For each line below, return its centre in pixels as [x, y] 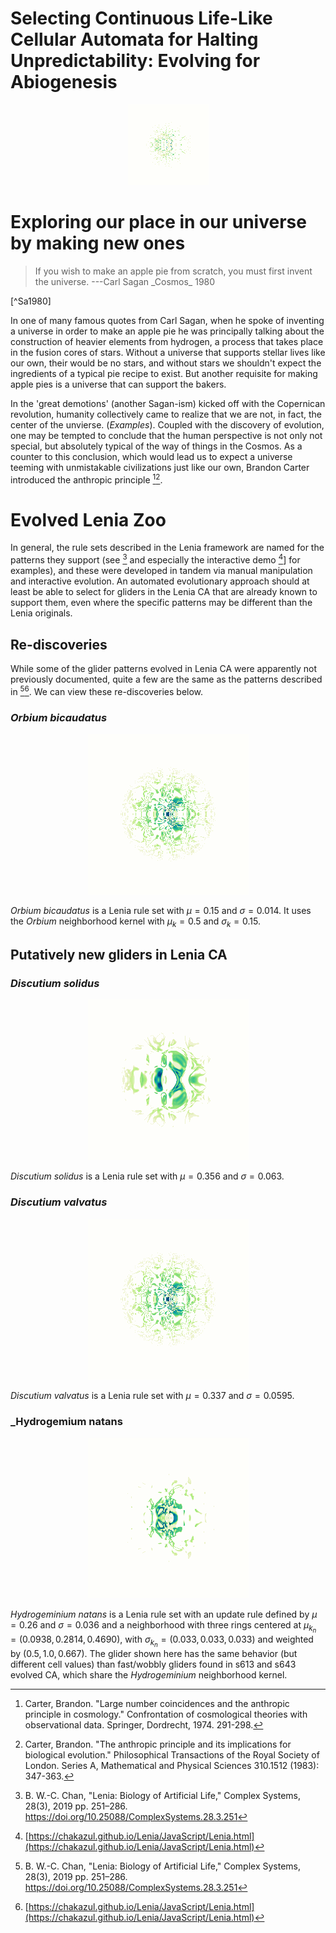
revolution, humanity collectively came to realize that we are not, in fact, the [166, 414]
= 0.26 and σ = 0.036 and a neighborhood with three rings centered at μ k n [163, 1626]
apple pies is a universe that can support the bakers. [118, 384]
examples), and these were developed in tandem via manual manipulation [161, 571]
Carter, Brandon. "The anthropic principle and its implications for [158, 1744]
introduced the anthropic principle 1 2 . [86, 479]
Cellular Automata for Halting [134, 39]
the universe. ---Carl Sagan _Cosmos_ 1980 [125, 281]
